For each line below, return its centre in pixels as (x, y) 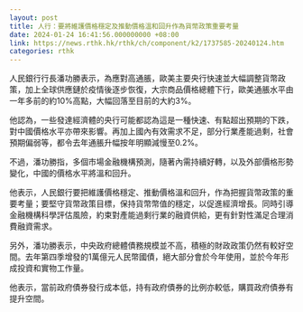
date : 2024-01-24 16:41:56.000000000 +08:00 (94, 34)
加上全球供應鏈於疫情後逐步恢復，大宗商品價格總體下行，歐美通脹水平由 (159, 90)
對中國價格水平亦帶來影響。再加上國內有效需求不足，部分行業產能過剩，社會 (151, 131)
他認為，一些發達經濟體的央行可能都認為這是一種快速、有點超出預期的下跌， (151, 120)
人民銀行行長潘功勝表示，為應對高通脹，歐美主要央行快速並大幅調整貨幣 (143, 79)
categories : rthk (42, 52)
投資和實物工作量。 (52, 269)
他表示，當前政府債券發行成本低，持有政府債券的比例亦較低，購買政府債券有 (151, 288)
